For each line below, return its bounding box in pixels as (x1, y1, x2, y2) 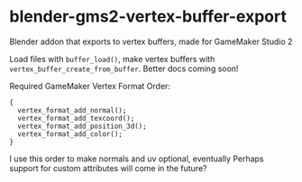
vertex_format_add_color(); (17, 129, 124, 139)
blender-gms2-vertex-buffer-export (9, 6, 287, 27)
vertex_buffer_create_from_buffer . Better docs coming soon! (9, 63, 239, 74)
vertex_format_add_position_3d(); (17, 122, 147, 131)
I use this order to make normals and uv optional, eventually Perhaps (9, 153, 264, 164)
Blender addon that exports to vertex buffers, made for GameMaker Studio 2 (9, 36, 293, 47)
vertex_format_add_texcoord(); (17, 114, 135, 123)
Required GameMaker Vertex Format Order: (9, 80, 171, 91)
